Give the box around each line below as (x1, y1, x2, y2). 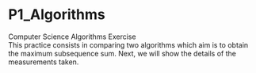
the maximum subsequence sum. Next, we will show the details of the (8, 48, 236, 58)
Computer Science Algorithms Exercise (8, 32, 136, 41)
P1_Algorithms (8, 6, 105, 24)
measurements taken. (8, 57, 79, 67)
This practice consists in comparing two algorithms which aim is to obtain (8, 40, 249, 49)
